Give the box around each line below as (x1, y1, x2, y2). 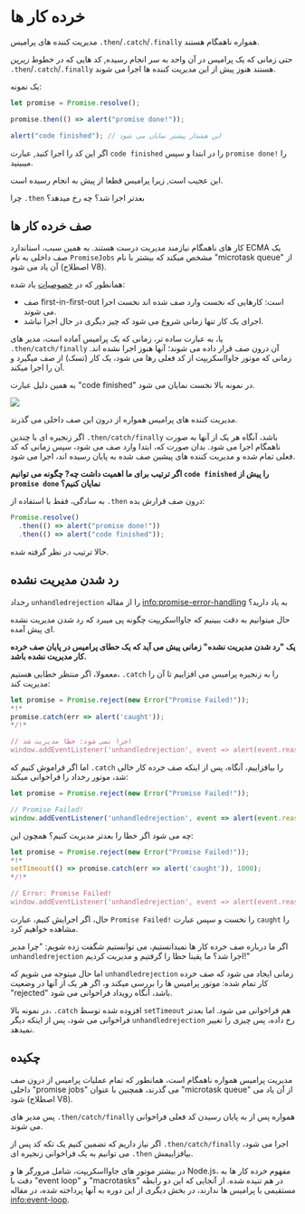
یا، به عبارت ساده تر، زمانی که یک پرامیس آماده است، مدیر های (10, 333, 224, 345)
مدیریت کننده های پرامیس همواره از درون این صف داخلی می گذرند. (10, 414, 238, 425)
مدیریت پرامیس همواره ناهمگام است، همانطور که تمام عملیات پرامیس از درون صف (10, 1074, 293, 1085)
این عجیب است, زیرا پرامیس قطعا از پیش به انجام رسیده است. (10, 175, 224, 185)
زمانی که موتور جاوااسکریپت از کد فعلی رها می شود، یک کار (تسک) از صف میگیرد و (10, 353, 292, 364)
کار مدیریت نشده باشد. (10, 650, 87, 661)
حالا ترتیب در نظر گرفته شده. (10, 546, 110, 557)
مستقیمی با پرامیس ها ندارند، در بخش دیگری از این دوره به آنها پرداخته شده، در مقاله (10, 1184, 296, 1195)
